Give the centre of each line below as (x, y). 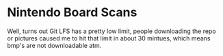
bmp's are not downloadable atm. (54, 45)
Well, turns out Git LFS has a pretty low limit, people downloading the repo (112, 31)
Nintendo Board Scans (72, 12)
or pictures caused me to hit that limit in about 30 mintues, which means (109, 38)
